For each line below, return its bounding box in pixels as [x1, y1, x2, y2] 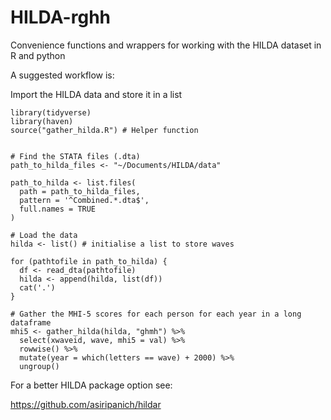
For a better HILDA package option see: [10, 379, 173, 391]
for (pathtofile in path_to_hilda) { [10, 256, 168, 266]
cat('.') [19, 282, 56, 293]
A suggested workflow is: [10, 69, 115, 81]
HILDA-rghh [10, 6, 111, 29]
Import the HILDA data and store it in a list [10, 88, 183, 100]
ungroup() [19, 361, 60, 371]
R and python [10, 49, 66, 61]
